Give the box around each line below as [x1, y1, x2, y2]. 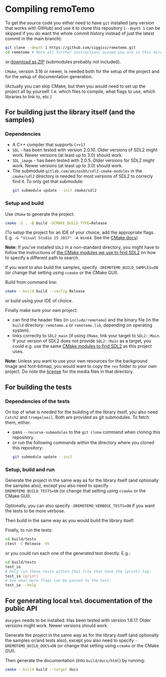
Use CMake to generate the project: [5, 211, 75, 217]
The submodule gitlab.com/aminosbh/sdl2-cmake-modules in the [12, 168, 142, 174]
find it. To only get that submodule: [12, 179, 84, 184]
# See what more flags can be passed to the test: [5, 578, 112, 583]
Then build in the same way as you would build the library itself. [5, 518, 135, 524]
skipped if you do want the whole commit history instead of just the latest [5, 30, 155, 36]
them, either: [5, 419, 31, 425]
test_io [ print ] [5, 574, 39, 579]
